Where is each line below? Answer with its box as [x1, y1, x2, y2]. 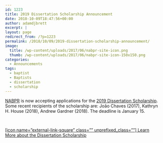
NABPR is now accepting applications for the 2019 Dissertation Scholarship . [5, 98, 158, 103]
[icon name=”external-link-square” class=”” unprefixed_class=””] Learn [5, 127, 150, 133]
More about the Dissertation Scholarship [5, 132, 87, 138]
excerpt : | [5, 25, 27, 30]
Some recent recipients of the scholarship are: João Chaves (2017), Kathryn [5, 103, 158, 109]
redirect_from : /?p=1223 [5, 35, 56, 40]
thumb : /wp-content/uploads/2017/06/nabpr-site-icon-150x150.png [9, 52, 146, 58]
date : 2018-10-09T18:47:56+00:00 [5, 16, 73, 21]
